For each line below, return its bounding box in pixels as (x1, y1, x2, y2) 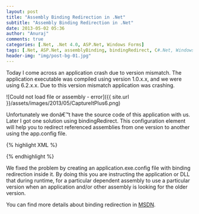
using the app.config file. (6, 130, 67, 137)
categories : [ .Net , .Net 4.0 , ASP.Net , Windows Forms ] (6, 42, 145, 48)
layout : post (6, 8, 38, 15)
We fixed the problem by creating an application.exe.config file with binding (6, 164, 191, 171)
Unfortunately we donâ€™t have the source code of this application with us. (6, 111, 191, 118)
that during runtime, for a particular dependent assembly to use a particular (6, 177, 191, 184)
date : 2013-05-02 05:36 (6, 25, 65, 31)
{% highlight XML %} (6, 141, 58, 148)
